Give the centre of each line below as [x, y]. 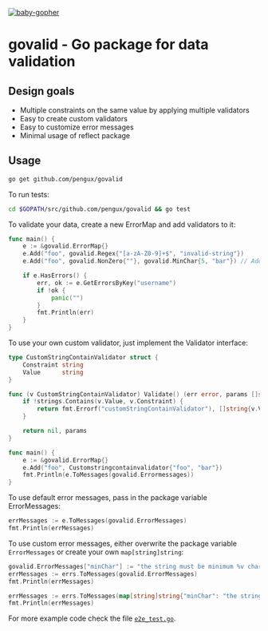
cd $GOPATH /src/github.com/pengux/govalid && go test [100, 209]
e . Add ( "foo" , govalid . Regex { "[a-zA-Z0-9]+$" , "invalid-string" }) [134, 254]
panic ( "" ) [67, 298]
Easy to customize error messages [77, 127]
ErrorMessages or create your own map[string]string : [96, 552]
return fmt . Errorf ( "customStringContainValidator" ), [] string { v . [148, 409]
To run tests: [29, 194]
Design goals [41, 91]
